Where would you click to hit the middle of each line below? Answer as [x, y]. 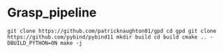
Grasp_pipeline [52, 13]
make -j [71, 43]
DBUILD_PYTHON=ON [32, 43]
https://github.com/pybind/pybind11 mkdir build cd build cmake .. [107, 37]
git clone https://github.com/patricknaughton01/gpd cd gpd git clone [112, 31]
